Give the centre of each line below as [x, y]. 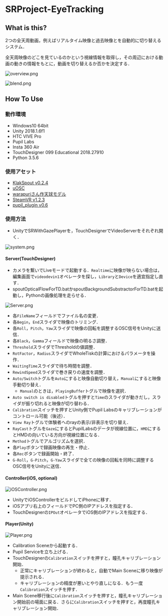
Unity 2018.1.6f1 [29, 131]
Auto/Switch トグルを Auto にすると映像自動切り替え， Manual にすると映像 [87, 378]
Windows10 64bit [30, 125]
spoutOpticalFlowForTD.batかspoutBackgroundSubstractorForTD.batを [86, 289]
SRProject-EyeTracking [55, 9]
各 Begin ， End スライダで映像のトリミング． [56, 322]
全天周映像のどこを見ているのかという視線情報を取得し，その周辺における [82, 57]
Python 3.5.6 [26, 158]
